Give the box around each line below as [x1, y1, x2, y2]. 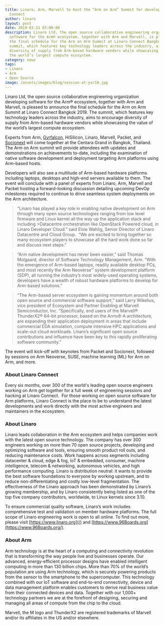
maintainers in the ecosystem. [5, 408, 66, 414]
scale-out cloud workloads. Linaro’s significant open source [17, 328, 138, 334]
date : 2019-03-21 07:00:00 [5, 25, 60, 30]
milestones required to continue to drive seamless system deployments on [5, 191, 155, 197]
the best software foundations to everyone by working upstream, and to [5, 474, 150, 479]
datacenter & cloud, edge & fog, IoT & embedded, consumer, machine [5, 458, 145, 464]
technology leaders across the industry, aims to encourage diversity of [5, 114, 147, 120]
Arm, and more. [5, 359, 37, 365]
